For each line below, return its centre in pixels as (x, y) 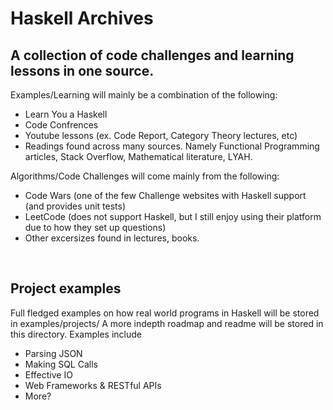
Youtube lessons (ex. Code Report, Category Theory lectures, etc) (161, 135)
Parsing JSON (53, 353)
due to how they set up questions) (95, 227)
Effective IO (48, 374)
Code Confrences (61, 125)
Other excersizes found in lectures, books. (112, 238)
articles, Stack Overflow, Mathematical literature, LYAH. (138, 156)
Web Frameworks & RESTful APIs (93, 385)
